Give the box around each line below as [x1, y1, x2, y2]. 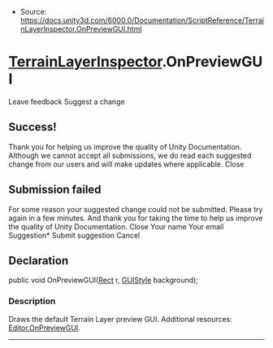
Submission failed [8, 183, 102, 197]
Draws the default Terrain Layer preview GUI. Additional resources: [8, 314, 233, 324]
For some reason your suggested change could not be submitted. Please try [8, 204, 263, 214]
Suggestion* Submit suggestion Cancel [8, 230, 141, 240]
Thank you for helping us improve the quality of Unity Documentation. [8, 141, 242, 151]
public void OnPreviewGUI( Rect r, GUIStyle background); [8, 276, 199, 285]
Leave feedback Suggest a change [8, 97, 125, 107]
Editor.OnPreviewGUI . [8, 323, 81, 333]
